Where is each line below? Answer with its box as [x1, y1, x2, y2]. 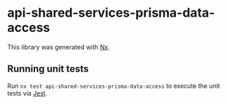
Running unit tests [7, 63, 89, 75]
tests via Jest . [7, 89, 48, 97]
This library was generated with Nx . [7, 43, 110, 51]
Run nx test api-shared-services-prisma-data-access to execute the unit [7, 82, 221, 90]
